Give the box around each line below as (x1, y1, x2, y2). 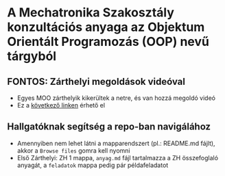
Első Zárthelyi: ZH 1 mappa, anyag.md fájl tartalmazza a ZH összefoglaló (16, 153, 218, 162)
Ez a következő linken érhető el (16, 101, 105, 109)
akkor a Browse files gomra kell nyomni (16, 146, 130, 155)
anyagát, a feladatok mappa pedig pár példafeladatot (16, 161, 169, 169)
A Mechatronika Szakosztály (7, 5, 175, 21)
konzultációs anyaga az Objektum (7, 19, 205, 35)
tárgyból (7, 49, 57, 64)
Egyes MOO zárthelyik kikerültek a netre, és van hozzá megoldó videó (16, 94, 216, 102)
